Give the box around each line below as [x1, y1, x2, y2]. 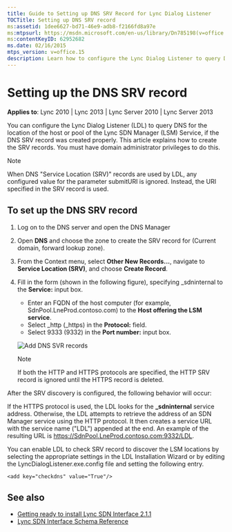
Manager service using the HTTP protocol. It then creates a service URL [7, 417, 213, 425]
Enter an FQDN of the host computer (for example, [27, 298, 171, 307]
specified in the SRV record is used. [7, 184, 109, 193]
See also [7, 491, 45, 503]
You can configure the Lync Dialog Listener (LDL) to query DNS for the [7, 121, 208, 129]
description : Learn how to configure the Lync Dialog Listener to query [7, 55, 221, 62]
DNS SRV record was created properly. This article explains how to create [7, 135, 217, 144]
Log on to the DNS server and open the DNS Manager [17, 222, 171, 231]
